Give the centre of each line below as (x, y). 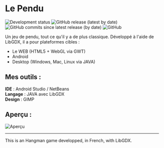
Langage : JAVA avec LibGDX (35, 94)
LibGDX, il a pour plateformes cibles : (42, 42)
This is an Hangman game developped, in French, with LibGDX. (69, 140)
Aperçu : (18, 115)
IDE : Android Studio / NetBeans (37, 89)
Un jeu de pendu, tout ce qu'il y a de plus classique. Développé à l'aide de (80, 37)
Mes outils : (23, 77)
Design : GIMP (20, 99)
